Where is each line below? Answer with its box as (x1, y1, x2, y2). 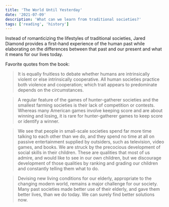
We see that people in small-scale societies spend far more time (17, 128, 152, 134)
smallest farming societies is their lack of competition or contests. (17, 102, 155, 109)
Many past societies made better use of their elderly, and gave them (17, 186, 160, 192)
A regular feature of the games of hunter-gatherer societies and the (17, 97, 158, 103)
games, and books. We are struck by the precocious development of (17, 144, 161, 150)
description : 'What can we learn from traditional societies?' (5, 17, 142, 22)
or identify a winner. (17, 118, 60, 124)
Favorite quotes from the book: (5, 61, 70, 67)
